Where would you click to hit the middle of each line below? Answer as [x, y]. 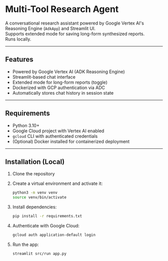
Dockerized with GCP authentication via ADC [59, 87]
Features [19, 59]
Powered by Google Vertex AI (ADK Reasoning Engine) [68, 72]
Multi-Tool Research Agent [62, 9]
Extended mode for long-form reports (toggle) [60, 82]
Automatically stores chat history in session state [63, 93]
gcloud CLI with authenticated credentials [55, 136]
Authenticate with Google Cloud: [46, 226]
